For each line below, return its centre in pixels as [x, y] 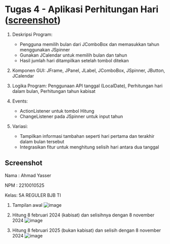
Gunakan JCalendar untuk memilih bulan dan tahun [74, 55]
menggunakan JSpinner [45, 50]
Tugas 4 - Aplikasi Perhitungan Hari [82, 9]
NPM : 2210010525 [25, 185]
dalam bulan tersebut [42, 141]
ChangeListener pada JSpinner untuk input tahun [71, 116]
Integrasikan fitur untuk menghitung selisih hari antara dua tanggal [89, 147]
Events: [20, 101]
